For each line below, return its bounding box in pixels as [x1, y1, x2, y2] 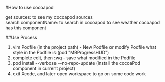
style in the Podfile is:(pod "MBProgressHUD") [12, 50, 109, 55]
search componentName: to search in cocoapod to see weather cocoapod [5, 20, 160, 25]
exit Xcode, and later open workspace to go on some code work [12, 71, 146, 77]
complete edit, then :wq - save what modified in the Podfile [12, 55, 136, 61]
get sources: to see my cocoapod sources [5, 14, 93, 20]
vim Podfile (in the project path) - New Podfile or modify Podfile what [12, 44, 156, 50]
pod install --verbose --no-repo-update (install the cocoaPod [12, 60, 140, 66]
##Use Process [5, 35, 37, 40]
